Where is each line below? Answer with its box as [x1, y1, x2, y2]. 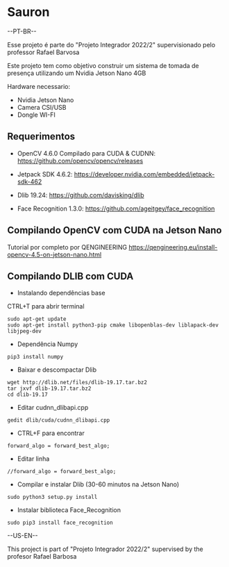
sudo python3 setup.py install [7, 494, 98, 501]
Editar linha [17, 454, 50, 463]
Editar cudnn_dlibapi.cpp [17, 404, 89, 412]
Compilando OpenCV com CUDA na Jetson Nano [7, 224, 222, 236]
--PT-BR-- [7, 27, 37, 35]
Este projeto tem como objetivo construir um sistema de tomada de [7, 61, 199, 69]
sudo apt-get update [7, 315, 67, 323]
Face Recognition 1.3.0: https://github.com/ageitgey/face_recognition [17, 204, 215, 213]
